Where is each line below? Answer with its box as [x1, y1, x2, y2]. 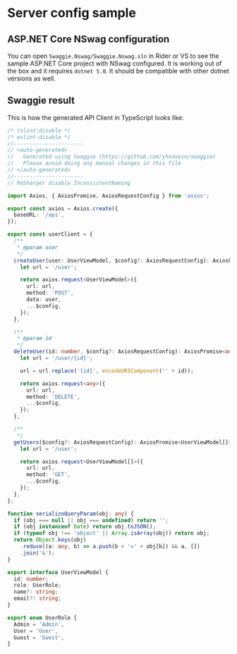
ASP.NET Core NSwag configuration [7, 33, 170, 45]
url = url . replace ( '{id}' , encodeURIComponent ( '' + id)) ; [20, 367, 194, 375]
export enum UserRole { [7, 614, 78, 622]
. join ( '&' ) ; [20, 549, 55, 557]
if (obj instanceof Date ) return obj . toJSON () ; [13, 523, 157, 531]
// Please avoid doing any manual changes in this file [7, 160, 181, 167]
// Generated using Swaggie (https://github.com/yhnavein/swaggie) [7, 153, 217, 160]
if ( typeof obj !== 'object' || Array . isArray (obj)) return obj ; [13, 530, 210, 537]
